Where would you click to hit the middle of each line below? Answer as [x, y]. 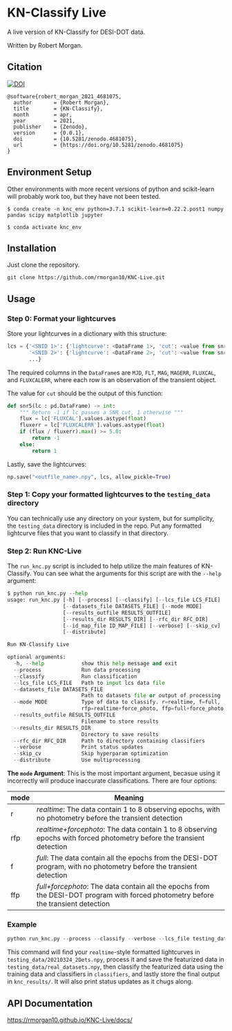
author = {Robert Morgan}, [61, 102]
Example [22, 924]
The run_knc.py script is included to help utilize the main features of [104, 566]
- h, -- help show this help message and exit [95, 664]
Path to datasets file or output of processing [151, 696]
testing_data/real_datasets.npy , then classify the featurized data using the [115, 967]
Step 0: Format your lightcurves [61, 319]
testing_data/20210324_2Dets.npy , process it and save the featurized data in [116, 960]
